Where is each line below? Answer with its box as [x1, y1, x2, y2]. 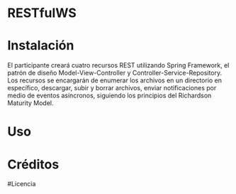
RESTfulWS [7, 5, 77, 21]
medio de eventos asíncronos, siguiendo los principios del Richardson [7, 91, 212, 100]
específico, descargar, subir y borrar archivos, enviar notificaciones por [7, 84, 217, 92]
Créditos [7, 156, 60, 172]
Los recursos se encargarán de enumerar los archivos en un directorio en [7, 76, 222, 85]
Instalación [7, 38, 74, 54]
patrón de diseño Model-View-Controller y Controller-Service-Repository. [7, 69, 223, 77]
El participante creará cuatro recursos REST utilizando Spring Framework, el [7, 61, 230, 70]
